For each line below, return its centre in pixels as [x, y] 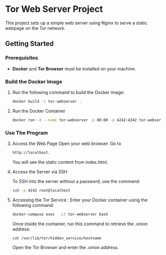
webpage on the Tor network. [35, 28]
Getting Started [29, 44]
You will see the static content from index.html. [60, 162]
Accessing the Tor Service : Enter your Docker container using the [80, 200]
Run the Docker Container [39, 111]
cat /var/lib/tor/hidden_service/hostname [57, 238]
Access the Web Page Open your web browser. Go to [67, 143]
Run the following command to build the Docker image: [68, 92]
